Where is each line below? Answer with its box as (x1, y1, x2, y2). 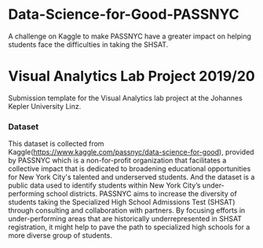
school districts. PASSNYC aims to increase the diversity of (46, 189, 237, 199)
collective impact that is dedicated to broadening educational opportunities (8, 164, 251, 173)
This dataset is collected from (8, 139, 104, 148)
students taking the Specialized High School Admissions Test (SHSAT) (8, 198, 236, 207)
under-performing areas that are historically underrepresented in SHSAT (8, 214, 242, 224)
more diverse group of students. (8, 231, 112, 240)
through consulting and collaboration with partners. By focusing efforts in (8, 206, 246, 215)
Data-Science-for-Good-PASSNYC (8, 5, 239, 24)
